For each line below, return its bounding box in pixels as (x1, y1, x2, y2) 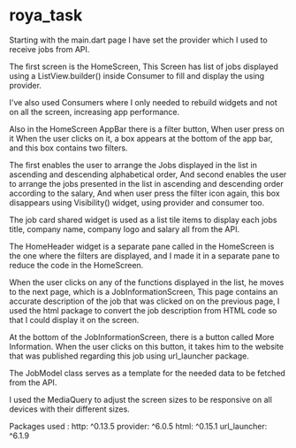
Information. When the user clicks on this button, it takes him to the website (9, 341, 285, 351)
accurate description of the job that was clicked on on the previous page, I (9, 296, 280, 306)
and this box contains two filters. (9, 143, 128, 153)
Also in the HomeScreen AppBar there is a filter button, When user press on (9, 123, 285, 134)
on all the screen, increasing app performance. (9, 106, 179, 117)
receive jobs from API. (9, 43, 90, 54)
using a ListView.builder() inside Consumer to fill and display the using (9, 70, 265, 81)
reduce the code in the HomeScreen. (9, 259, 144, 270)
